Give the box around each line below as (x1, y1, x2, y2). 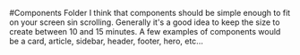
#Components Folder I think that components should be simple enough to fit (9, 8, 291, 18)
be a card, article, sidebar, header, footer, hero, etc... (9, 35, 203, 46)
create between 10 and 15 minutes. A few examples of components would (9, 27, 281, 36)
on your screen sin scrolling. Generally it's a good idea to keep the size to (9, 17, 280, 27)
